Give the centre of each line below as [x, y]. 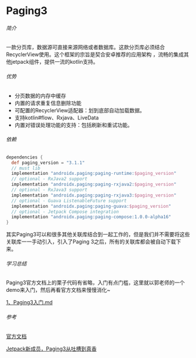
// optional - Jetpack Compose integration [65, 212]
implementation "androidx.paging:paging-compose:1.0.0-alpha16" [91, 217]
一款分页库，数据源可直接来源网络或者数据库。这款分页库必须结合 [85, 47]
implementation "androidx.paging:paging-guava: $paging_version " [91, 206]
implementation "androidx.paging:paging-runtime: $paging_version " [94, 174]
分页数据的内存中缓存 [40, 95]
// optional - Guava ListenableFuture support [69, 201]
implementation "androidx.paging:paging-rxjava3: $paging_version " [94, 195]
